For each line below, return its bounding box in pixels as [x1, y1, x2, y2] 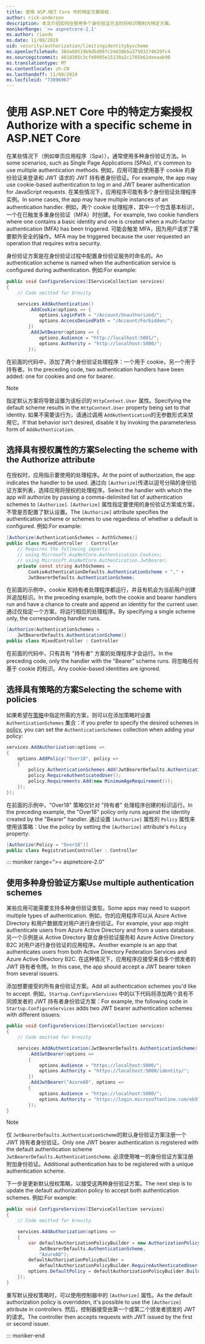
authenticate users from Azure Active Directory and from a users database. [6, 926, 195, 934]
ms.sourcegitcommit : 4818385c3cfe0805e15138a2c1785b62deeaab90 [6, 54, 171, 60]
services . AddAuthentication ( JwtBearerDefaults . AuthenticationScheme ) [17, 1045, 198, 1051]
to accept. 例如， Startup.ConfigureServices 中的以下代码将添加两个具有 [6, 990, 189, 998]
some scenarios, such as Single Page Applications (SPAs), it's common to [6, 159, 192, 166]
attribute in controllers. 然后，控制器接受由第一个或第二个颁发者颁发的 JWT [6, 1306, 196, 1313]
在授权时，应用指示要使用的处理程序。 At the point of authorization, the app [6, 471, 195, 479]
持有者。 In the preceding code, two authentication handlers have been [6, 365, 184, 373]
